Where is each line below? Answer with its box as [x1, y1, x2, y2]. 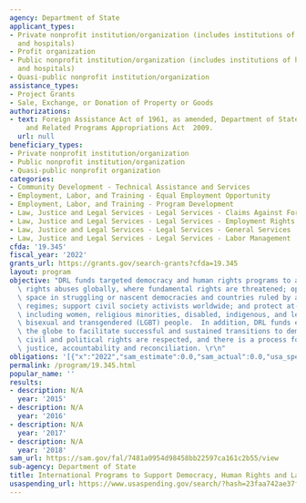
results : [9, 377, 43, 387]
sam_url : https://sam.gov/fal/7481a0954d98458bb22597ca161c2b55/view [9, 454, 280, 463]
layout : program [9, 268, 71, 277]
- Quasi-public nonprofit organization [9, 166, 161, 175]
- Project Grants [9, 89, 76, 98]
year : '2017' [17, 428, 67, 437]
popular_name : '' [9, 369, 76, 378]
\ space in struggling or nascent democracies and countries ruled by [17, 293, 291, 302]
